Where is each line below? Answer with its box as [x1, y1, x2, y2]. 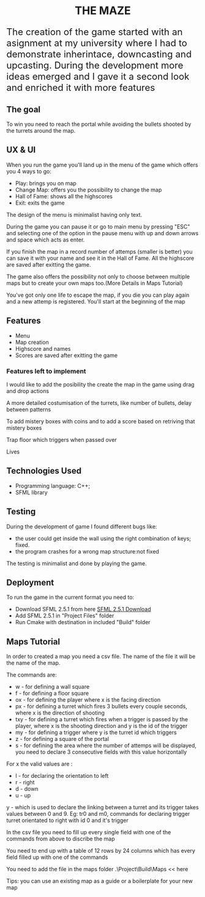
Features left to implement [6, 367, 87, 375]
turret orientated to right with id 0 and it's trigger [6, 817, 129, 824]
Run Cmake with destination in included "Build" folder [15, 619, 151, 626]
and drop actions [6, 387, 50, 394]
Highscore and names [15, 345, 71, 352]
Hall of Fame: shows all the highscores [15, 192, 113, 200]
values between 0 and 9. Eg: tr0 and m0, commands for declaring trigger [6, 810, 190, 818]
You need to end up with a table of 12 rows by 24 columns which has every [6, 847, 196, 855]
